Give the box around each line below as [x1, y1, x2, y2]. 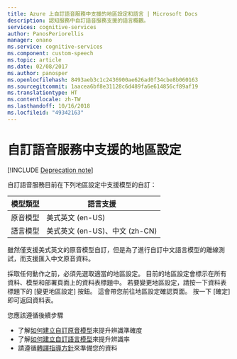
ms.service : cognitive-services [7, 43, 103, 50]
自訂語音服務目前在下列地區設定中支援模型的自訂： [7, 180, 157, 188]
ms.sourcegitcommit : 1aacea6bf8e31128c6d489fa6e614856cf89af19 [7, 83, 199, 90]
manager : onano [7, 37, 53, 44]
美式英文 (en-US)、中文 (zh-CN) [46, 226, 158, 236]
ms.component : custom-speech [7, 50, 94, 57]
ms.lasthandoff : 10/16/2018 [7, 103, 91, 110]
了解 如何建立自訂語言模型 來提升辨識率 [17, 334, 130, 343]
